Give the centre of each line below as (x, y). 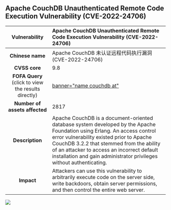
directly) (27, 95)
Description (27, 140)
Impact (27, 180)
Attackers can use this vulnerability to (97, 171)
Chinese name (27, 55)
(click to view (27, 82)
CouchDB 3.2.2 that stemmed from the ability (106, 143)
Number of (27, 103)
